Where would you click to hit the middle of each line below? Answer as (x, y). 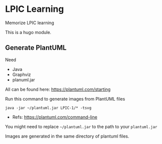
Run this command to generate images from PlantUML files (65, 99)
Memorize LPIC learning (30, 23)
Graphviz (21, 74)
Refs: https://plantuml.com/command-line (55, 117)
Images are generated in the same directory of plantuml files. (67, 136)
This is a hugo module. (28, 32)
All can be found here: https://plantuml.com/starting (58, 89)
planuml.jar (24, 79)
